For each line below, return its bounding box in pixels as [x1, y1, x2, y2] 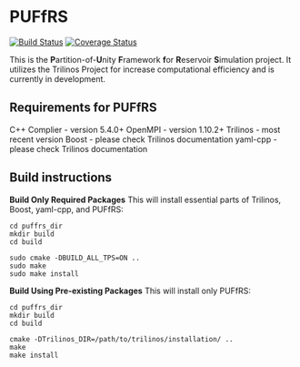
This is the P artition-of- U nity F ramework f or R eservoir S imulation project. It [9, 54, 292, 65]
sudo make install [9, 269, 79, 279]
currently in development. [9, 73, 106, 84]
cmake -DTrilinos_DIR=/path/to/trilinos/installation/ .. [9, 334, 234, 343]
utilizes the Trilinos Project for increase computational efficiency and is [9, 64, 275, 75]
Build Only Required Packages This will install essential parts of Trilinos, [9, 194, 282, 205]
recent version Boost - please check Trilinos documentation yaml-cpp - [9, 134, 277, 145]
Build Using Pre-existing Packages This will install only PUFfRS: [9, 285, 252, 296]
